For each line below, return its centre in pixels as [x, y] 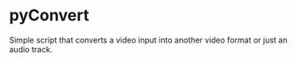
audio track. [31, 49]
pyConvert [50, 15]
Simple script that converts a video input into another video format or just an [148, 40]
